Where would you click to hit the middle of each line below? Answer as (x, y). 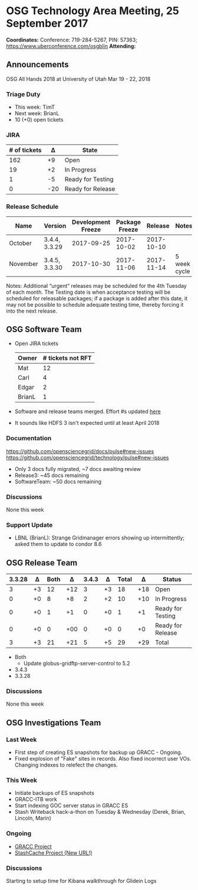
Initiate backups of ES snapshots (54, 793)
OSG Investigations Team (54, 722)
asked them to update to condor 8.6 (58, 544)
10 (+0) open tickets (39, 120)
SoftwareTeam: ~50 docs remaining (58, 481)
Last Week (22, 739)
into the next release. (32, 311)
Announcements (37, 65)
